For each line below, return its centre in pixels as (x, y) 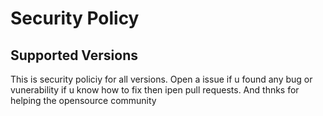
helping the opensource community (83, 100)
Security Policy (75, 18)
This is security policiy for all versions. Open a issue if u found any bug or (161, 79)
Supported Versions (74, 55)
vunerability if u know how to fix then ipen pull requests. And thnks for (155, 90)
